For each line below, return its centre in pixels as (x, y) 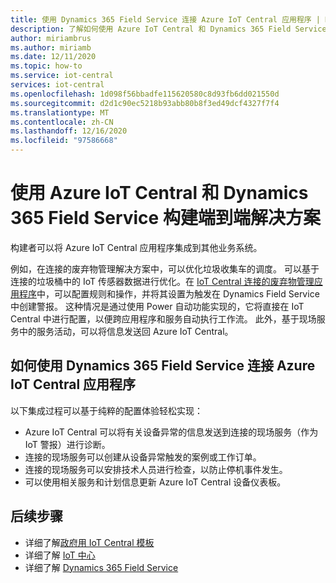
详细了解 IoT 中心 (60, 555)
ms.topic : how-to (46, 66)
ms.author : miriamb (51, 47)
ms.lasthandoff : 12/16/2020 (69, 131)
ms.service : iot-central (62, 76)
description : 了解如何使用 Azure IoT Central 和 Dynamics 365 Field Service (168, 29)
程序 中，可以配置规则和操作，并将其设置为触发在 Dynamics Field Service (169, 293)
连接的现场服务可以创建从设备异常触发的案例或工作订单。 (143, 457)
